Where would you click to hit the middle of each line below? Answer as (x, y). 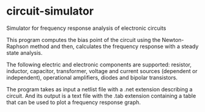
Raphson (17, 46)
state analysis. (24, 52)
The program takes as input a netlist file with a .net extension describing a (99, 89)
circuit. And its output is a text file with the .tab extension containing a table (101, 96)
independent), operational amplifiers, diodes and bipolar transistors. (92, 77)
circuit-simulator (50, 11)
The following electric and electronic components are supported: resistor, (99, 65)
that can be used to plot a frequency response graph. (74, 102)
